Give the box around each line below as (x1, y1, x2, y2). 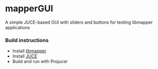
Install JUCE (12, 53, 38, 59)
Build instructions (5, 36, 49, 43)
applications (5, 24, 30, 30)
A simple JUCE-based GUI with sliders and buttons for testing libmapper (5, 19, 153, 25)
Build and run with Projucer (12, 59, 68, 65)
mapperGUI (5, 3, 53, 14)
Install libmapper (12, 48, 47, 54)
